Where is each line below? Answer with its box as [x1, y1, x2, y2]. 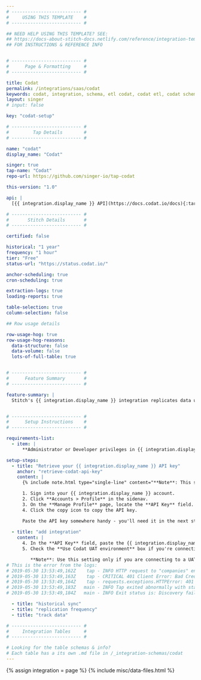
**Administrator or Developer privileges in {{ [22, 446, 144, 452]
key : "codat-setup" [6, 113, 55, 119]
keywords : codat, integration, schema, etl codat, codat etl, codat [6, 91, 181, 97]
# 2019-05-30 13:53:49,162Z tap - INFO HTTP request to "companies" [6, 567, 188, 574]
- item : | [11, 441, 36, 447]
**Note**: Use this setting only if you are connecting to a [30, 557, 186, 563]
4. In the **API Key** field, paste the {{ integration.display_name [22, 540, 199, 546]
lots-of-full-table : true [11, 354, 77, 360]
